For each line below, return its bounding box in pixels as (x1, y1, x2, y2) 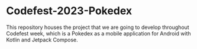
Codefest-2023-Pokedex (6, 4, 133, 18)
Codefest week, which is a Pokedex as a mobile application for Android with (6, 30, 191, 37)
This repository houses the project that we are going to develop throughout (6, 24, 189, 31)
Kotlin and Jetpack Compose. (6, 36, 78, 43)
